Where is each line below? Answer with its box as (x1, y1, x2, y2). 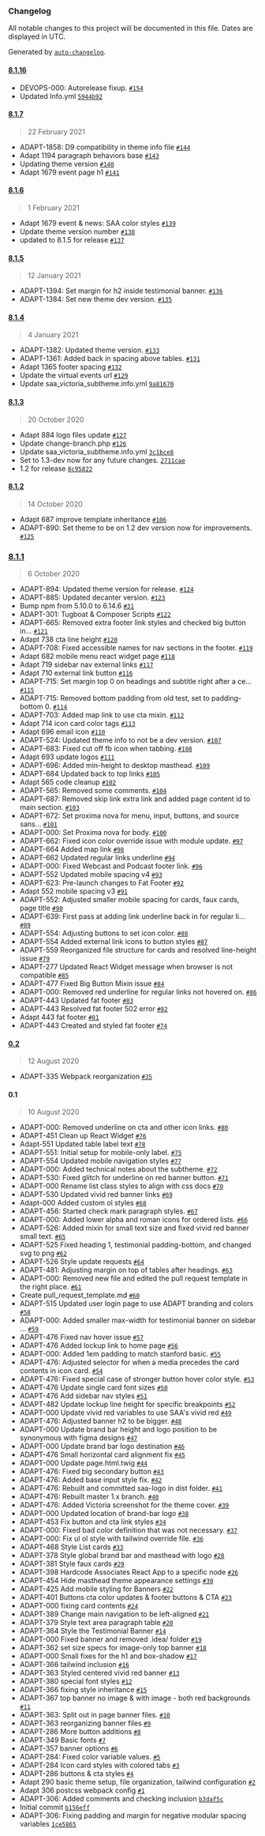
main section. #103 (19, 803, 80, 812)
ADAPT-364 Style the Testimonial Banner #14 (19, 1626, 166, 1636)
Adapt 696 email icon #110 (19, 727, 106, 736)
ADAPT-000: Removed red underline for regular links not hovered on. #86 (19, 988, 257, 997)
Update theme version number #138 (19, 227, 136, 236)
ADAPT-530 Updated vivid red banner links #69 (19, 1190, 174, 1199)
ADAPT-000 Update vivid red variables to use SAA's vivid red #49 (19, 1408, 232, 1417)
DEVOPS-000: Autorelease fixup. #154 (19, 83, 144, 92)
